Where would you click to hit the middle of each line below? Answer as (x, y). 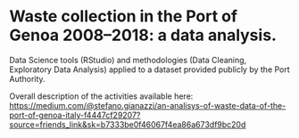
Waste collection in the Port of (124, 16)
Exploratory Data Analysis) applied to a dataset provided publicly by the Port (149, 69)
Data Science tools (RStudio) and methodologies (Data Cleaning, (128, 60)
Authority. (28, 78)
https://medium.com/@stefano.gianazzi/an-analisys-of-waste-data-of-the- (148, 105)
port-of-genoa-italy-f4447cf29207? (75, 115)
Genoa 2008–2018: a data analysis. (143, 35)
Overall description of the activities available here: (101, 96)
